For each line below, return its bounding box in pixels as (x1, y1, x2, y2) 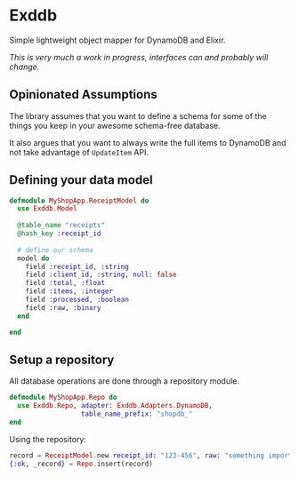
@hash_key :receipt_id (17, 229, 101, 238)
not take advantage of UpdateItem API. (9, 147, 149, 157)
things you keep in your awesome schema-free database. (9, 120, 221, 131)
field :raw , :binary (25, 303, 101, 312)
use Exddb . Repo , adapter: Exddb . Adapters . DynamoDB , (17, 401, 214, 410)
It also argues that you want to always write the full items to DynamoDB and (9, 137, 287, 147)
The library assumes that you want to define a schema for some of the (9, 110, 267, 121)
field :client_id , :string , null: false (25, 270, 177, 280)
